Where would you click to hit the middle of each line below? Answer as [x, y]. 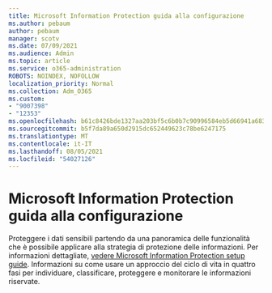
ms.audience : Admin [41, 53]
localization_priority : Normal [61, 83]
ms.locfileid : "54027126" [52, 159]
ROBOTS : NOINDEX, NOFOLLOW [54, 76]
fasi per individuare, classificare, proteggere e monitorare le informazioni [130, 273]
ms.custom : [27, 99]
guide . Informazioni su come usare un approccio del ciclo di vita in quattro [132, 265]
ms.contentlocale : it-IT [50, 144]
